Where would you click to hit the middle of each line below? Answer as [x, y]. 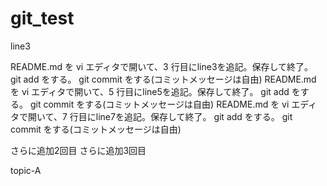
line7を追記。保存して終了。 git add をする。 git [194, 116]
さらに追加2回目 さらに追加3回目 [78, 150]
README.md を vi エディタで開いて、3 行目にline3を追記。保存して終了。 [162, 66]
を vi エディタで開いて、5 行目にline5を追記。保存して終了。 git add [150, 91]
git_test [42, 18]
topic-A [26, 170]
